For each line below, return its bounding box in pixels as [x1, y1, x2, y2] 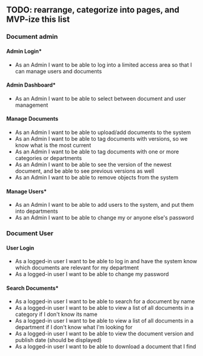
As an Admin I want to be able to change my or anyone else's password [15, 214, 194, 221]
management [15, 101, 48, 109]
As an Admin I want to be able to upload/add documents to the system [15, 129, 191, 136]
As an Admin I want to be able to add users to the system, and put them [15, 201, 194, 209]
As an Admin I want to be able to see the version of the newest [15, 161, 171, 168]
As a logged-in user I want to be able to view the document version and [15, 330, 194, 337]
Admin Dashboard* [6, 81, 56, 89]
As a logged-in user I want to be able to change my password [15, 270, 169, 278]
